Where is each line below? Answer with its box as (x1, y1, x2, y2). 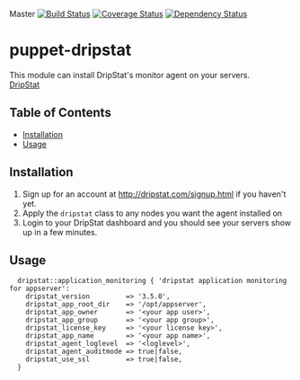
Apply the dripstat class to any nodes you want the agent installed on (22, 208, 283, 218)
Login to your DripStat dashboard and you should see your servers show (22, 217, 292, 228)
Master (9, 9, 36, 19)
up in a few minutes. (22, 226, 98, 237)
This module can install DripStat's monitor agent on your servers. (9, 69, 250, 80)
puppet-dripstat (9, 40, 132, 60)
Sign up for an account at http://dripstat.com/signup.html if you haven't (22, 189, 287, 199)
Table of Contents (9, 105, 112, 120)
